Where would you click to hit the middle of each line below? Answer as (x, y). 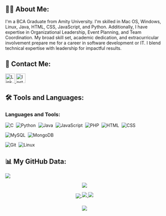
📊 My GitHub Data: (36, 161)
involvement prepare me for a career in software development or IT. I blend (83, 43)
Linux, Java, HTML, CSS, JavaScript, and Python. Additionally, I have (76, 27)
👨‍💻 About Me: (27, 9)
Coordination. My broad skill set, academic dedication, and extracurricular (82, 37)
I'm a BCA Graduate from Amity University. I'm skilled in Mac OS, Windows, (83, 21)
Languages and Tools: (33, 114)
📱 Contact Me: (28, 64)
